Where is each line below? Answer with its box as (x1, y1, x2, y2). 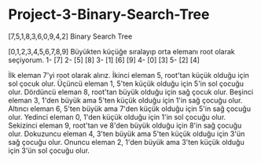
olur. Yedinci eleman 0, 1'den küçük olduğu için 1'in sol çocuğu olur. (8, 112, 226, 121)
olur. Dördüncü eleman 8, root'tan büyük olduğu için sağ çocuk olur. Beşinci (8, 87, 254, 96)
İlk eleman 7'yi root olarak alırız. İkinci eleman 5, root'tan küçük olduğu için (8, 70, 250, 80)
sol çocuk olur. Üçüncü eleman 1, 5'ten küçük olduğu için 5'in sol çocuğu (8, 79, 244, 88)
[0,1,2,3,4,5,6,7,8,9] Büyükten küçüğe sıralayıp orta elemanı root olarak (8, 46, 235, 56)
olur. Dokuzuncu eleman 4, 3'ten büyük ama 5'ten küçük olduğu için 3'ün (8, 128, 245, 139)
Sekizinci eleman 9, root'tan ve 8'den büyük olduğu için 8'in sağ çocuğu (8, 120, 242, 130)
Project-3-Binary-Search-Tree (8, 6, 210, 24)
